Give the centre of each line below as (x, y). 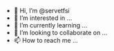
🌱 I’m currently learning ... (50, 25)
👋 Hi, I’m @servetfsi (42, 11)
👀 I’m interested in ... (43, 18)
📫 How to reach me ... (46, 40)
